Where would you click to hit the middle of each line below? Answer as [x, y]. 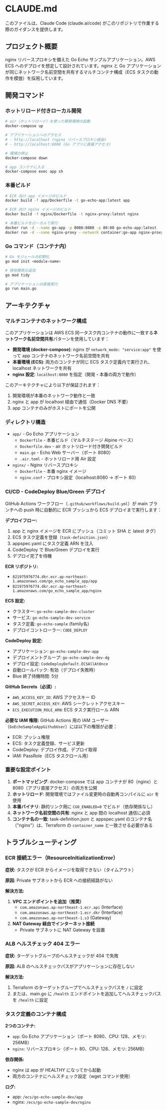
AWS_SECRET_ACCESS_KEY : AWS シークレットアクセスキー [69, 703]
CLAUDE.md [31, 9]
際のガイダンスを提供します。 [35, 29]
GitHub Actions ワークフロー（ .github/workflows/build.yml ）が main [77, 503]
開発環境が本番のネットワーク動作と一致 [54, 395]
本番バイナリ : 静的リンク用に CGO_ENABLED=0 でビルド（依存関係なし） [84, 806]
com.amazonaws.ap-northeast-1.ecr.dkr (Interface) [71, 912]
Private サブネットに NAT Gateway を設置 [62, 930]
